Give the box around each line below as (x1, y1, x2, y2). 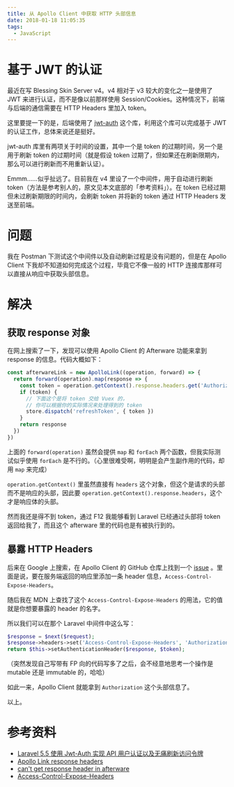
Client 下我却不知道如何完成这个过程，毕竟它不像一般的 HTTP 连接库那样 (7, 261, 217, 270)
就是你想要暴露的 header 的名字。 (7, 604, 104, 612)
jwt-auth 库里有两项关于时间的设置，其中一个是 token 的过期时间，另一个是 (7, 142, 224, 151)
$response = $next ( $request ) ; (7, 633, 95, 640)
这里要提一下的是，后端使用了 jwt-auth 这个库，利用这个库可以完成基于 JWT (7, 119, 227, 127)
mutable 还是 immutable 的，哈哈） (7, 668, 109, 677)
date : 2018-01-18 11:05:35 (7, 17, 86, 24)
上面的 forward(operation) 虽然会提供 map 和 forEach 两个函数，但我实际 (7, 448, 215, 456)
